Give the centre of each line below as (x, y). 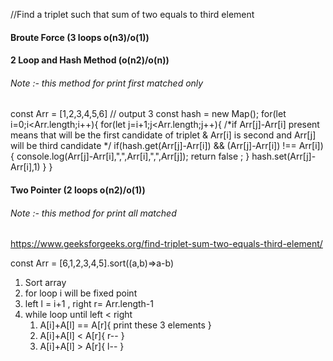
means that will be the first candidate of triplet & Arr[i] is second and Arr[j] (163, 135)
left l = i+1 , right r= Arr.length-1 (89, 304)
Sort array (45, 283)
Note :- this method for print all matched (93, 213)
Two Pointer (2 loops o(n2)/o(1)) (78, 190)
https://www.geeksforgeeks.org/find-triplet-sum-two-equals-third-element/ (166, 244)
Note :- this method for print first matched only (107, 83)
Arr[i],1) (25, 167)
